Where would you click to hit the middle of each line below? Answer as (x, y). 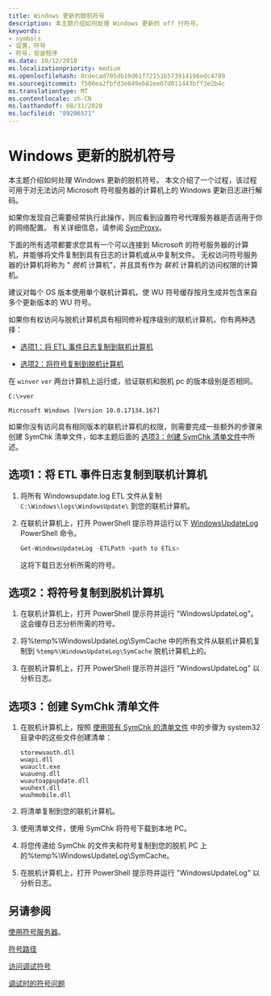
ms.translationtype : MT (48, 91)
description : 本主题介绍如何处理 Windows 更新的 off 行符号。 (105, 23)
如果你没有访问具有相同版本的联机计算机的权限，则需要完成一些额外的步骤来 (135, 426)
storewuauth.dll (47, 753)
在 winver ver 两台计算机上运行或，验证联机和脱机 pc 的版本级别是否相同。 (133, 381)
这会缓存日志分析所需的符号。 (69, 624)
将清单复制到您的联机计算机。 (69, 811)
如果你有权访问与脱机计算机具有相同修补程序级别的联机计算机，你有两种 (128, 319)
